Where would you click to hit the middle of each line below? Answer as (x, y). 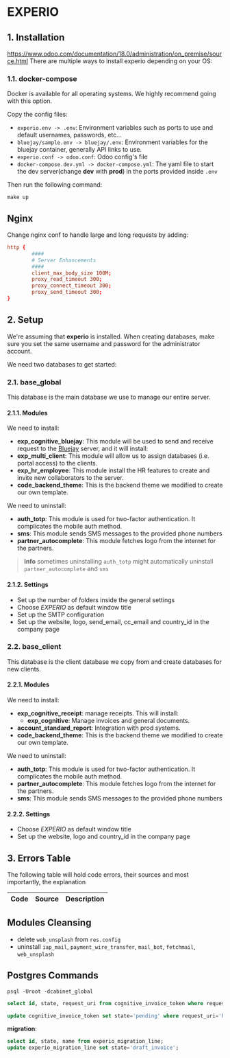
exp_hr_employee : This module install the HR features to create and (113, 470)
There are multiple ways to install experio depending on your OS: (121, 61)
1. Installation (36, 37)
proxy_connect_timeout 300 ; (72, 286)
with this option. (30, 101)
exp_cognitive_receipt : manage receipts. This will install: (98, 713)
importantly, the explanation (47, 882)
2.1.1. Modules (27, 413)
